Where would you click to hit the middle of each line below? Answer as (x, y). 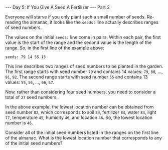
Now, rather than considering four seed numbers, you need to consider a (80, 92)
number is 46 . (19, 123)
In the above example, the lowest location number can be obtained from (79, 107)
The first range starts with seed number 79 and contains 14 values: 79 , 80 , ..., (84, 71)
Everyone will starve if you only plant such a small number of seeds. (75, 17)
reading (13, 22)
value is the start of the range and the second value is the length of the (78, 42)
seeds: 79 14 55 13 (26, 57)
